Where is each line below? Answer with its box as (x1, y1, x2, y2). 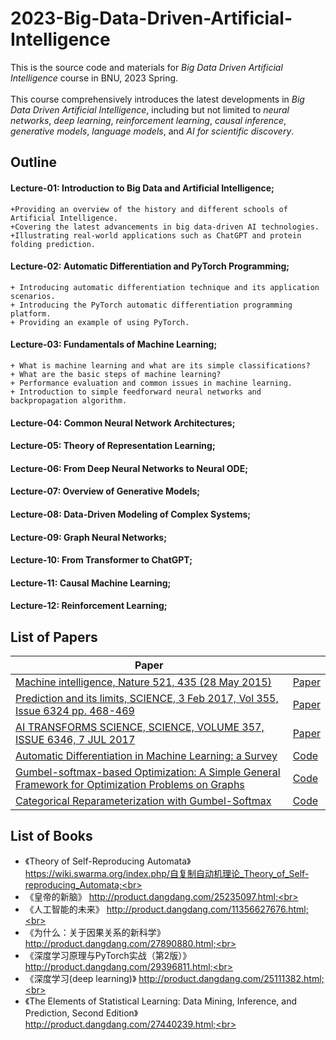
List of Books (10, 828, 93, 845)
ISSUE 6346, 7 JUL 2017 (15, 733, 136, 747)
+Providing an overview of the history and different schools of (10, 204, 288, 214)
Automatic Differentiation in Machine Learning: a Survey (15, 749, 278, 763)
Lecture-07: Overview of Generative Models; (10, 485, 201, 497)
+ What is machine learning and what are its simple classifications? (10, 360, 311, 371)
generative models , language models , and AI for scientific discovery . (10, 125, 295, 137)
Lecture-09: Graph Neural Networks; (10, 531, 167, 543)
